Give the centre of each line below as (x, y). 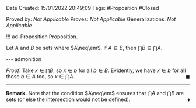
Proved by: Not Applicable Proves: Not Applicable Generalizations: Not (91, 19)
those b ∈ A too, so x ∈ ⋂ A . (40, 76)
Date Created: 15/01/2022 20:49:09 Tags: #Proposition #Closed (83, 8)
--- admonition (24, 59)
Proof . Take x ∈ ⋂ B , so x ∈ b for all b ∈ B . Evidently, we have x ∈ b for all (96, 70)
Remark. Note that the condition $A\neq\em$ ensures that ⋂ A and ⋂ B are (95, 93)
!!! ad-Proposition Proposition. (42, 37)
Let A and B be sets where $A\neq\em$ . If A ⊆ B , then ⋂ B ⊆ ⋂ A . (84, 48)
